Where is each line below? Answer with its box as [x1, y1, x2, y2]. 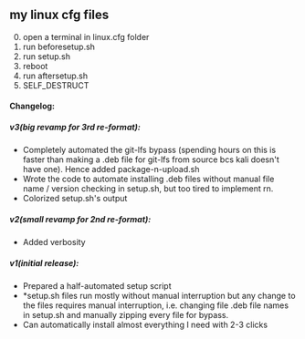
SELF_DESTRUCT [22, 79, 89, 90]
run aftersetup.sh [22, 70, 89, 81]
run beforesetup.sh [22, 41, 96, 52]
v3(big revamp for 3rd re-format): [9, 122, 142, 132]
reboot [22, 60, 48, 71]
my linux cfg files [9, 7, 110, 23]
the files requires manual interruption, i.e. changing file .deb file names [22, 300, 289, 311]
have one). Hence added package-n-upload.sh [22, 164, 200, 175]
